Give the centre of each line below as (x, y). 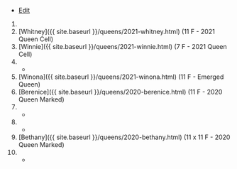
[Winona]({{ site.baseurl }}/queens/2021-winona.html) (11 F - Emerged (121, 77)
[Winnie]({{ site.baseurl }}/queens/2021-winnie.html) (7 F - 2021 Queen (123, 47)
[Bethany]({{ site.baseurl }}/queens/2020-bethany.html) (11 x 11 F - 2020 (124, 137)
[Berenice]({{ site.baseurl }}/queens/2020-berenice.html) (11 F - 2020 (120, 92)
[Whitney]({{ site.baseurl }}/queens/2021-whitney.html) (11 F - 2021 (116, 32)
